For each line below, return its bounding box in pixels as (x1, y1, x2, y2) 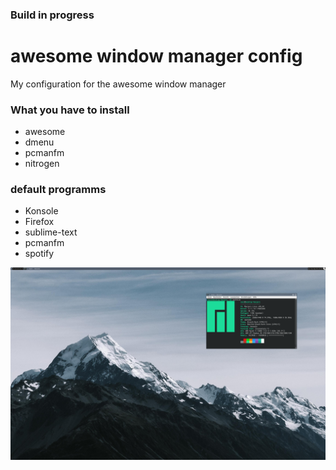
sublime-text (24, 226, 78, 238)
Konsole (24, 205, 59, 217)
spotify (24, 248, 55, 260)
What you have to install (10, 103, 130, 117)
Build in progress (10, 8, 95, 22)
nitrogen (24, 158, 60, 170)
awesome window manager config (10, 45, 303, 68)
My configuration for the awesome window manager (10, 78, 227, 90)
